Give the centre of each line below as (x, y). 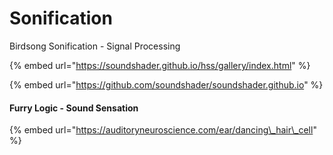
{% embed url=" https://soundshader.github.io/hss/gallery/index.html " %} (160, 65)
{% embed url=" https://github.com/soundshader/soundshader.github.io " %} (166, 84)
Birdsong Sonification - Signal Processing (95, 46)
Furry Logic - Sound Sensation (74, 108)
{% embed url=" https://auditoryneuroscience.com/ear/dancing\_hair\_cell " (163, 130)
